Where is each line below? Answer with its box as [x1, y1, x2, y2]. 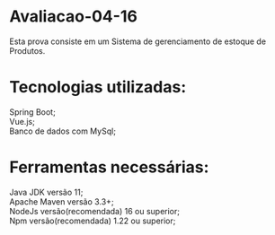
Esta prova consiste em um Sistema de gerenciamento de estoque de [9, 36, 267, 47]
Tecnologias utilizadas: [9, 77, 187, 98]
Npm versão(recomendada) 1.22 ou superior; [9, 215, 176, 226]
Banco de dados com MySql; [9, 126, 117, 136]
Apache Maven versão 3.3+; [9, 196, 114, 207]
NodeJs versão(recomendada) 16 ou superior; [9, 205, 180, 216]
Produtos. [9, 45, 46, 56]
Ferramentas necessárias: [9, 157, 209, 178]
